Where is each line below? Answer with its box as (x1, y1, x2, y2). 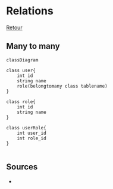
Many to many (6, 41, 61, 51)
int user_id (17, 130, 46, 136)
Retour (6, 24, 23, 31)
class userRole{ (6, 125, 46, 131)
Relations (6, 4, 54, 18)
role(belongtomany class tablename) (17, 83, 108, 89)
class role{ (6, 98, 36, 105)
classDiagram (6, 57, 39, 63)
